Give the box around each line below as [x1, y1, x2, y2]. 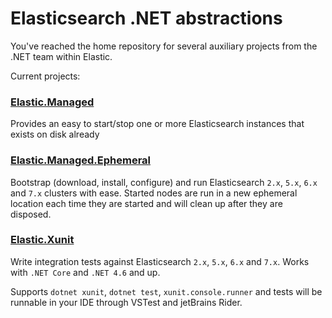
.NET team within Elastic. [10, 50, 113, 62]
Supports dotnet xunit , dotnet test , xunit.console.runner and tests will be [10, 285, 323, 297]
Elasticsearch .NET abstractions [10, 7, 283, 30]
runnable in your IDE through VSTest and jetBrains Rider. [10, 296, 243, 308]
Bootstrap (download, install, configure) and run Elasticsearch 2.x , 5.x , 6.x [10, 176, 318, 188]
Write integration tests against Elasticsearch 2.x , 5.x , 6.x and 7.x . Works [10, 255, 310, 267]
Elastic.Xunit [10, 233, 75, 247]
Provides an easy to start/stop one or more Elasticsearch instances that [10, 118, 305, 130]
